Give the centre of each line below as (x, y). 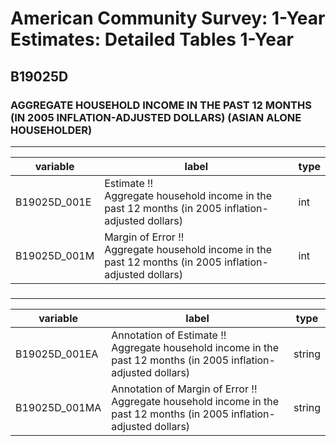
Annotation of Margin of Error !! (184, 389)
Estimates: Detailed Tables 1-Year (152, 39)
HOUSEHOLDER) (51, 130)
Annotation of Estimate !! (169, 335)
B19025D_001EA (57, 354)
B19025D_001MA (58, 407)
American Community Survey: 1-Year (168, 18)
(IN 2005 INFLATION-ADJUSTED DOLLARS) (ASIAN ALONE (156, 117)
